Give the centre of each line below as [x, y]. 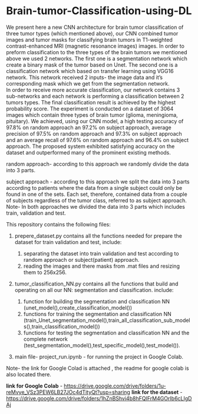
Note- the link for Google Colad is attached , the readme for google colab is [98, 368]
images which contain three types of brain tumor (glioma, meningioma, [92, 115]
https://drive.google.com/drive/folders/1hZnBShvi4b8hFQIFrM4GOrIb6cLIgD [99, 398]
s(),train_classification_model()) [62, 326]
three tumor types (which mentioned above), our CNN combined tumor [92, 33]
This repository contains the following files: [58, 224]
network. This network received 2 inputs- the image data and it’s [85, 77]
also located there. [29, 374]
